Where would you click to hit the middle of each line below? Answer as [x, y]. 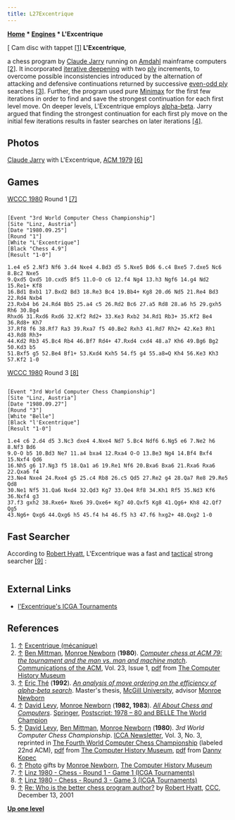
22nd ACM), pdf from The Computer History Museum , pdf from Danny [119, 750]
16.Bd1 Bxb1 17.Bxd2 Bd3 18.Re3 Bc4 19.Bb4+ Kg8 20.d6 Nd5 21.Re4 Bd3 [113, 292]
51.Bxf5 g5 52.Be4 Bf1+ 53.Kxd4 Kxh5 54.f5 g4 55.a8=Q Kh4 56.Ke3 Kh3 [113, 354]
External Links [39, 589]
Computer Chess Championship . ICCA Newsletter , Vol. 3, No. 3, [110, 735]
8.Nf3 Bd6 [22, 448]
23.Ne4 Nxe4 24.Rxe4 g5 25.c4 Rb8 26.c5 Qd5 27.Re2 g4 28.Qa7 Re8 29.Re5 [118, 478]
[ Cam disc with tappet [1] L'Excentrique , [67, 47]
